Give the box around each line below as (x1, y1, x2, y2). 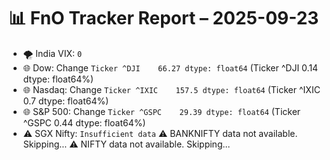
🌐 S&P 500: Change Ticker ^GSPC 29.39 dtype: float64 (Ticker (22, 105, 301, 117)
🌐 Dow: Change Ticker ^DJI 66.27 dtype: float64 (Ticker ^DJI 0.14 (22, 61, 319, 74)
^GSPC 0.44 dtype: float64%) (22, 116, 146, 129)
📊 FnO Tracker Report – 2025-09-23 (8, 7, 320, 30)
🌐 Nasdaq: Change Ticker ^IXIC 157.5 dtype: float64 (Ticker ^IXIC (22, 83, 321, 95)
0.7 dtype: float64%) (22, 95, 110, 107)
